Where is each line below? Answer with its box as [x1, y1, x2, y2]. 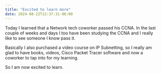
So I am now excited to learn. [5, 64, 63, 70]
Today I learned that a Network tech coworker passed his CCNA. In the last [5, 25, 156, 30]
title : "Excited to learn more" [5, 7, 71, 12]
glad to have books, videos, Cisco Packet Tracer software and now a [5, 49, 143, 56]
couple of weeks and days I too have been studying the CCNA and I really [5, 30, 154, 36]
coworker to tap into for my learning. [5, 55, 79, 60]
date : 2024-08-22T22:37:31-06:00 [5, 12, 73, 16]
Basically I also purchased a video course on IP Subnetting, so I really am [5, 44, 152, 50]
